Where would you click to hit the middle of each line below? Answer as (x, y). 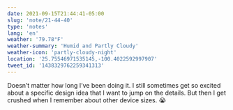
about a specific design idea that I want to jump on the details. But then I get (117, 93)
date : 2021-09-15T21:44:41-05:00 (56, 14)
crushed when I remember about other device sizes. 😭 (87, 100)
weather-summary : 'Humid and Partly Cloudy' (73, 46)
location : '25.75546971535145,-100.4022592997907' (82, 59)
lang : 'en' (23, 33)
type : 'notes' (28, 26)
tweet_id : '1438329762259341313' (56, 65)
